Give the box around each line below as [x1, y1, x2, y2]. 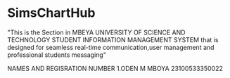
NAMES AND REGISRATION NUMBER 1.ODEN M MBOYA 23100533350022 [7, 64, 223, 72]
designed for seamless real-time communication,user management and [7, 43, 215, 51]
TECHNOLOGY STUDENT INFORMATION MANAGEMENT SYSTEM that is [7, 35, 219, 44]
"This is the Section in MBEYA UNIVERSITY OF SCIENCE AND [7, 28, 186, 37]
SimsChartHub [7, 5, 96, 21]
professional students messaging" [7, 51, 107, 59]
